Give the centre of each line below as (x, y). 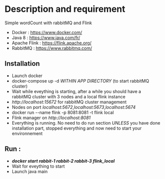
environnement (27, 133)
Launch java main (30, 171)
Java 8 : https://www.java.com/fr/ (46, 38)
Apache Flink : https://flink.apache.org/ (52, 43)
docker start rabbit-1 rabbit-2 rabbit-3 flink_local (63, 161)
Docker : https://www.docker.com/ (47, 32)
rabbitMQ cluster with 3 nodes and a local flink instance (68, 96)
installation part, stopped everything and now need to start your (77, 128)
